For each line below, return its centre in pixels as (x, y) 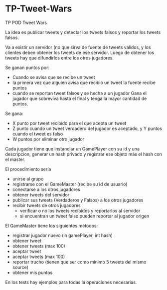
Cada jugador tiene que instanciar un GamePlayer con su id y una (72, 148)
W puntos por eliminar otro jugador (48, 139)
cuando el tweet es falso (38, 133)
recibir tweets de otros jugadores (46, 205)
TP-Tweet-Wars (39, 9)
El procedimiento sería (28, 169)
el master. (15, 159)
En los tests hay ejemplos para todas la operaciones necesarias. (71, 282)
